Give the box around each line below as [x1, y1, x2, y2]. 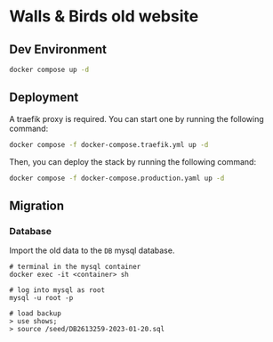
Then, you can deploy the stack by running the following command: [9, 156, 256, 167]
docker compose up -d [9, 65, 90, 74]
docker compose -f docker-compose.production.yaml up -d [9, 174, 225, 183]
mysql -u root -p [9, 294, 74, 303]
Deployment [9, 90, 79, 105]
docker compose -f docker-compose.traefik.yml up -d [9, 140, 209, 149]
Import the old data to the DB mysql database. [9, 245, 175, 256]
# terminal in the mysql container [9, 263, 141, 272]
